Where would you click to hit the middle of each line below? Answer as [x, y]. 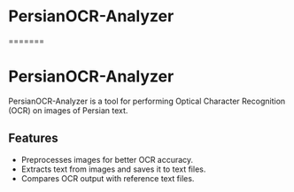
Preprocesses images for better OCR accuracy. [107, 159]
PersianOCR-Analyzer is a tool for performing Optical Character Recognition [147, 101]
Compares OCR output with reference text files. [108, 178]
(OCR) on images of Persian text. [68, 110]
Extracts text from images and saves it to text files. [113, 169]
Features [33, 138]
